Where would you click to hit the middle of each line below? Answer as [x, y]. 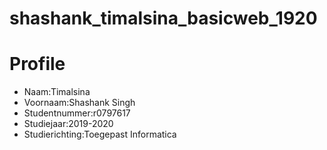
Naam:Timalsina [57, 92]
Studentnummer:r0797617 [77, 113]
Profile [37, 64]
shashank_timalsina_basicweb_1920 [163, 18]
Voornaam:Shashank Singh [79, 103]
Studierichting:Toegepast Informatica [100, 134]
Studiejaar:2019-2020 [68, 124]
